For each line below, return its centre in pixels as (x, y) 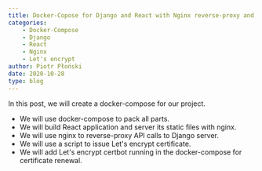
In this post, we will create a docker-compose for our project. (107, 104)
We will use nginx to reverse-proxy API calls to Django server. (119, 135)
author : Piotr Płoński (45, 67)
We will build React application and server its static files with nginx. (128, 127)
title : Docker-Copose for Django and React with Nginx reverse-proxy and (131, 15)
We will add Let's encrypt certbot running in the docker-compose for (131, 152)
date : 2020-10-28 (36, 74)
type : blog (26, 81)
